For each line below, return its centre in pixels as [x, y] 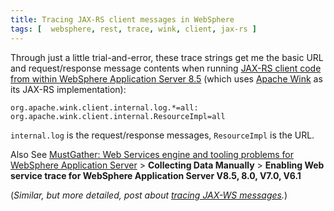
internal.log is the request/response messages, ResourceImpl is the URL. [162, 135]
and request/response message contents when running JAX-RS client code [166, 68]
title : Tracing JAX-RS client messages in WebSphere [122, 19]
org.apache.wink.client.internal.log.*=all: [104, 107]
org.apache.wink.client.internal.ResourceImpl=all [118, 116]
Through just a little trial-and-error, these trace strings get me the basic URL [167, 57]
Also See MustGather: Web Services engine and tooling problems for [152, 154]
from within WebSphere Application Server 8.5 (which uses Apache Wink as [166, 78]
